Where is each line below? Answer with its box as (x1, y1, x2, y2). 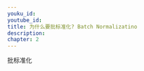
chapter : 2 (7, 36, 39, 43)
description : (7, 29, 46, 37)
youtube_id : (7, 17, 42, 24)
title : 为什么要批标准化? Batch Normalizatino (7, 23, 138, 30)
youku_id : (7, 10, 37, 17)
